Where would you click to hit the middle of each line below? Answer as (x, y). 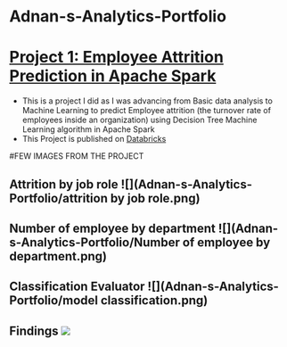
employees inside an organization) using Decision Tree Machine (139, 120)
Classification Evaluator (77, 287)
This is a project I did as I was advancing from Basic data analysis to (148, 101)
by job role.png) (155, 198)
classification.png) (154, 301)
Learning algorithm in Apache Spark (88, 129)
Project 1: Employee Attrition (117, 58)
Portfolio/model (53, 301)
